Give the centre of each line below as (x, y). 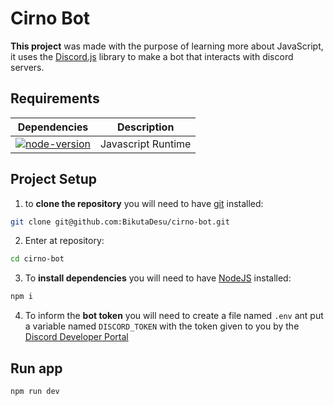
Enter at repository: (64, 241)
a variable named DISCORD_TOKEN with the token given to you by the (162, 326)
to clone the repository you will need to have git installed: (144, 203)
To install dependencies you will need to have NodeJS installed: (158, 278)
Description (145, 127)
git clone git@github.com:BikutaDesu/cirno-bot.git (120, 222)
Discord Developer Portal (76, 337)
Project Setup (54, 179)
